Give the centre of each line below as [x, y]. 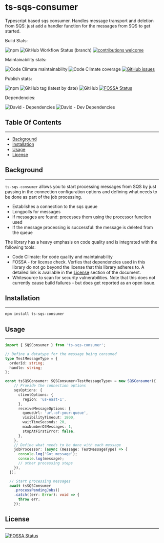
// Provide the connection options [50, 386]
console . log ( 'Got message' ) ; [48, 454]
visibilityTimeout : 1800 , [49, 418]
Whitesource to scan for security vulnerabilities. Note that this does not [84, 277]
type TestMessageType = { [31, 359]
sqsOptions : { [28, 390]
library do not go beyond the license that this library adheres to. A [78, 267]
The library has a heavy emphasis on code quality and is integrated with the [81, 242]
